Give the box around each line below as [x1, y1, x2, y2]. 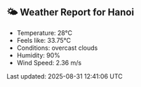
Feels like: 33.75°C [16, 36, 72, 44]
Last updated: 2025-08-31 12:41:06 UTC [6, 72, 123, 80]
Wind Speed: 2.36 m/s [16, 58, 82, 67]
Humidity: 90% [16, 51, 61, 59]
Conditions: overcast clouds [16, 43, 98, 52]
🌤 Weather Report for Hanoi [6, 6, 135, 18]
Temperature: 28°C [16, 28, 73, 37]
